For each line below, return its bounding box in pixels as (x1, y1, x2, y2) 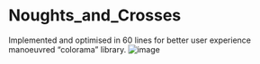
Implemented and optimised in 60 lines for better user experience (8, 35, 252, 45)
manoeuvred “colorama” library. (8, 44, 127, 54)
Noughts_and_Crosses (8, 5, 182, 26)
